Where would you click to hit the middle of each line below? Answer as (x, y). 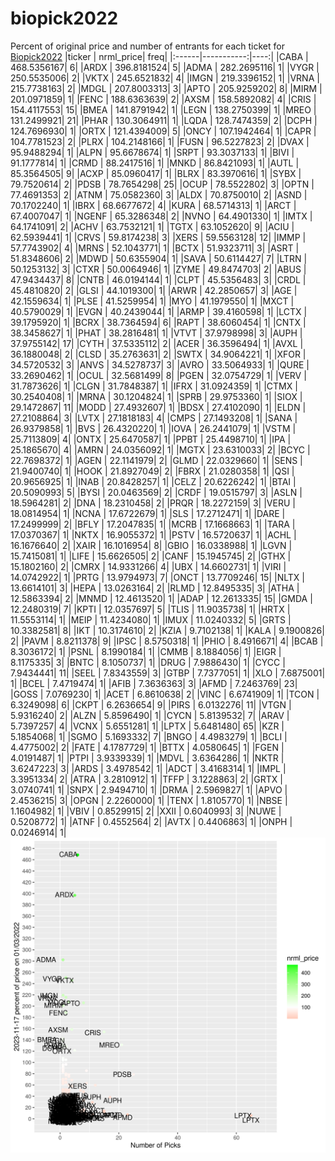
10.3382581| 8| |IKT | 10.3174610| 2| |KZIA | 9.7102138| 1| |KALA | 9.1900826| (167, 630)
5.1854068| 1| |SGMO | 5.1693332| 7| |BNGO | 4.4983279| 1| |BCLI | (149, 736)
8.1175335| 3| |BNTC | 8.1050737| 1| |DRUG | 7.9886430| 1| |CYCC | (148, 662)
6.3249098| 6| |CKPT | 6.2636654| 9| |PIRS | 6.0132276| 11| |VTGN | (151, 704)
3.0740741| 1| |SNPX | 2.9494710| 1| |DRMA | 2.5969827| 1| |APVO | (149, 789)
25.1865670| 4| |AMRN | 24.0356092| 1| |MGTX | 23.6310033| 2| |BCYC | (160, 449)
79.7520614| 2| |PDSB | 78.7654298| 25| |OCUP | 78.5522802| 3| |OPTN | (162, 184)
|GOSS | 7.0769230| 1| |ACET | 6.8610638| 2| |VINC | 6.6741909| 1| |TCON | (165, 694)
